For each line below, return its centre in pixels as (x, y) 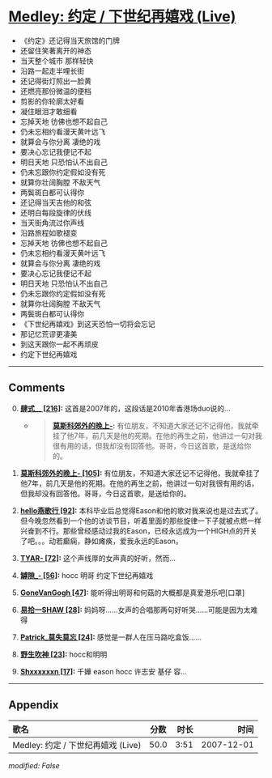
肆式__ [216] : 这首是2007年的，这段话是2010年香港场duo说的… (125, 408)
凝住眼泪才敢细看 (49, 111)
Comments (37, 388)
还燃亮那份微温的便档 (55, 91)
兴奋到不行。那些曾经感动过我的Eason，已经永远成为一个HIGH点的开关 (138, 530)
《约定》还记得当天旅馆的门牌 (70, 40)
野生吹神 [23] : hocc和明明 (64, 654)
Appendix (34, 705)
